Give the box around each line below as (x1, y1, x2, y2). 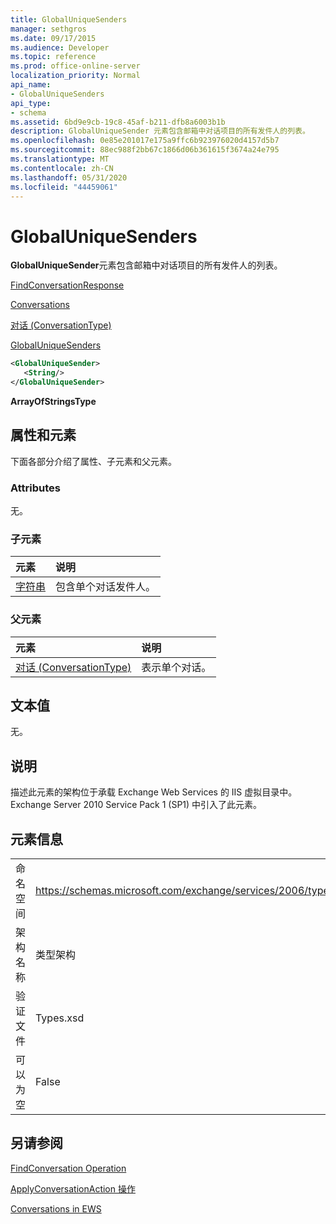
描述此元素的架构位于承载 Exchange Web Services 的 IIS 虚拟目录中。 (10, 786, 298, 798)
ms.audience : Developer (10, 42, 110, 53)
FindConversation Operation (10, 1162, 127, 1174)
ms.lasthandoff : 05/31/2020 (10, 172, 128, 183)
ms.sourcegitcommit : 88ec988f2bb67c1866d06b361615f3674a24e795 (10, 145, 280, 155)
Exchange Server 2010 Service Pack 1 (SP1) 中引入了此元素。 (10, 799, 263, 811)
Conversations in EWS (10, 1202, 102, 1215)
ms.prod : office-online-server (10, 61, 141, 71)
